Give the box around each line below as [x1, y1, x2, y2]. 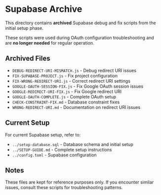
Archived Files [5, 54, 50, 63]
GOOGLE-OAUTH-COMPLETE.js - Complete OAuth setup [12, 94, 117, 99]
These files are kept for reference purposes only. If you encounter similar [5, 179, 154, 185]
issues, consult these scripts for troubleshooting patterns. [5, 185, 123, 191]
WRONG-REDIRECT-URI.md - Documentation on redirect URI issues [12, 104, 141, 110]
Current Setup [5, 119, 50, 127]
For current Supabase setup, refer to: [5, 132, 81, 138]
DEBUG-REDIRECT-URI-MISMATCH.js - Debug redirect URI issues [12, 67, 137, 73]
